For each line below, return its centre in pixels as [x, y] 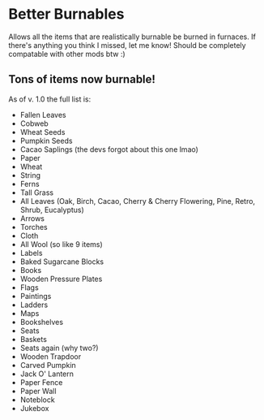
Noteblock [37, 400]
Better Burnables [66, 14]
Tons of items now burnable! [82, 79]
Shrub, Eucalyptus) [52, 210]
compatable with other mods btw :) [67, 54]
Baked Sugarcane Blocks [62, 262]
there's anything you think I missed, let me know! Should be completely [127, 45]
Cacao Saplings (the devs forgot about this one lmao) [109, 149]
